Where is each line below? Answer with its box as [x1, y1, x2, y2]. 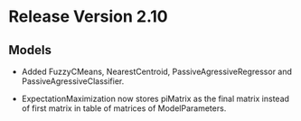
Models [8, 42, 52, 58]
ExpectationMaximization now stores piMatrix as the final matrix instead [21, 93, 290, 104]
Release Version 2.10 [8, 6, 168, 27]
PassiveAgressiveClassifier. [21, 76, 125, 87]
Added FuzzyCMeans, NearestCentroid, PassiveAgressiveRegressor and [21, 66, 293, 77]
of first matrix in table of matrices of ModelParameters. [21, 103, 227, 114]
